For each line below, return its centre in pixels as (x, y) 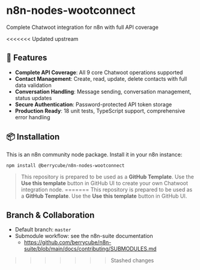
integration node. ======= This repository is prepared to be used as (107, 190)
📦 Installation (33, 137)
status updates (33, 98)
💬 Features (27, 58)
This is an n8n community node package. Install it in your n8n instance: (94, 154)
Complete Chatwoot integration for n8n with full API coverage (83, 27)
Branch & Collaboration (50, 215)
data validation (33, 85)
